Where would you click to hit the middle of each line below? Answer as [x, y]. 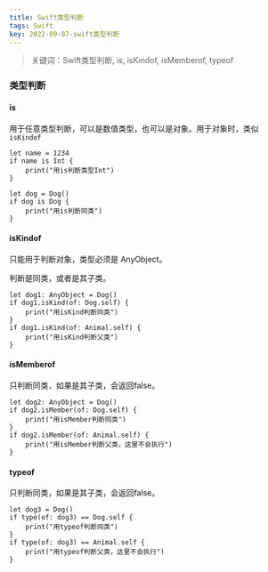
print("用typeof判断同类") [72, 527]
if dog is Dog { [39, 201]
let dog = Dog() [39, 193]
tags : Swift [31, 26]
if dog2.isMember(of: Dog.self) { [73, 410]
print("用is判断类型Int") [70, 170]
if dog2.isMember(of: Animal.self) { [79, 435]
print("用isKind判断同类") [72, 312]
